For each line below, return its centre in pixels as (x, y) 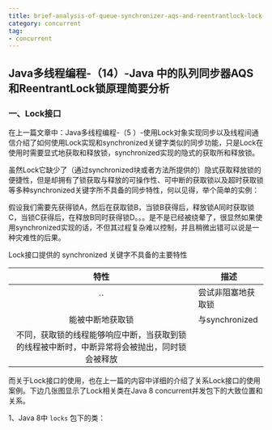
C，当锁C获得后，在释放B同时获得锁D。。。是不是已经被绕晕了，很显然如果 (132, 217)
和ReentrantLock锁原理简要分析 (89, 89)
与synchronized (228, 319)
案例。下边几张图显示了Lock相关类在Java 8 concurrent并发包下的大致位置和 (136, 390)
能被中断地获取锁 (101, 319)
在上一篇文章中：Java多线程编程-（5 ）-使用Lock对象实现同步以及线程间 (130, 132)
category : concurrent (45, 23)
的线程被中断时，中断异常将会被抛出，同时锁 (101, 347)
